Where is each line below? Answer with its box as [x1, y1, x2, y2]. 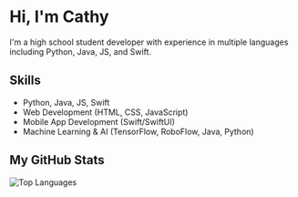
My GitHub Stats [9, 152, 105, 168]
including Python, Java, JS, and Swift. [9, 46, 152, 57]
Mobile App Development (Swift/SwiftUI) [22, 116, 176, 127]
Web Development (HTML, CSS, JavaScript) [22, 107, 189, 118]
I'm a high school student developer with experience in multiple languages [9, 36, 289, 47]
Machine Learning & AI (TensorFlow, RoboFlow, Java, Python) [22, 126, 254, 137]
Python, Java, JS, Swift [22, 97, 110, 108]
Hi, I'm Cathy [9, 6, 109, 27]
